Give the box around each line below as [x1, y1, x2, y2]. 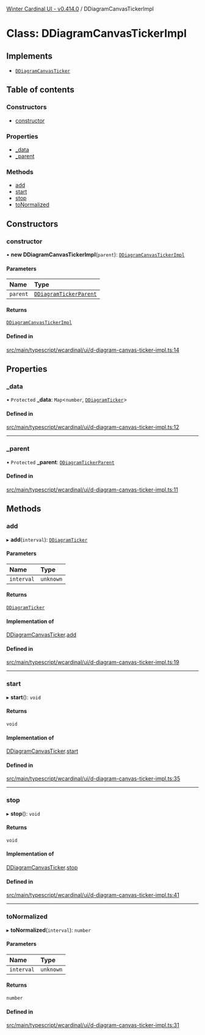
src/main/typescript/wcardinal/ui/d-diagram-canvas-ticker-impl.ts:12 [6, 424, 179, 431]
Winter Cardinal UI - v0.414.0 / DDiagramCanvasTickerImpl [6, 5, 154, 12]
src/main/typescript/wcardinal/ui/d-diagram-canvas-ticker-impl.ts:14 [6, 346, 180, 354]
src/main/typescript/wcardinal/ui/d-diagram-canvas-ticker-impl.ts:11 [6, 485, 178, 493]
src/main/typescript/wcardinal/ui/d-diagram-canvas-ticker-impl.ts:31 [6, 1022, 179, 1029]
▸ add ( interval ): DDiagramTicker [6, 536, 88, 543]
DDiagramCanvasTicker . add [6, 631, 77, 639]
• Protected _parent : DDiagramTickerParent [6, 458, 115, 466]
